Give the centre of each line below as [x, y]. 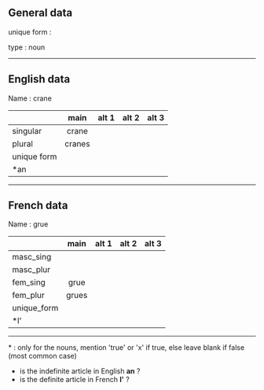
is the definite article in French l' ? [74, 380]
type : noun [27, 47]
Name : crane [30, 98]
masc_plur [31, 270]
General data [40, 13]
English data [39, 79]
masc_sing [32, 257]
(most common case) [42, 356]
